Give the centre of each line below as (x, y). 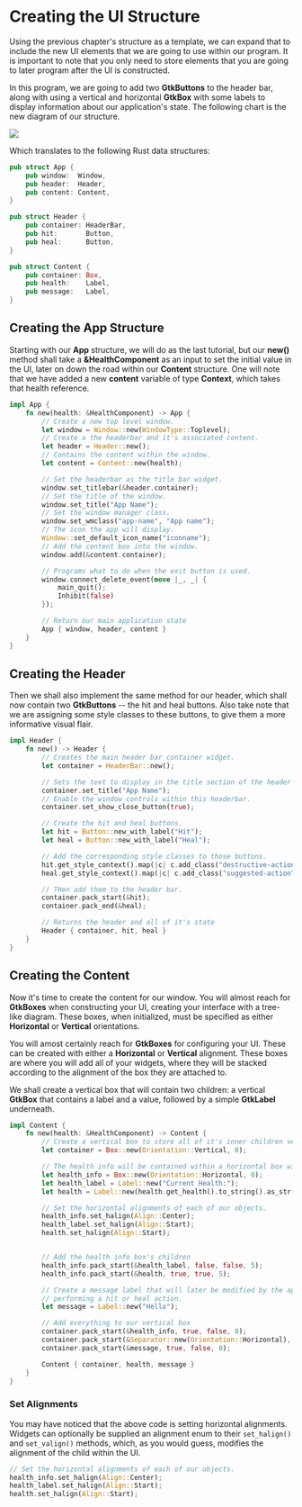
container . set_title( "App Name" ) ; (106, 790)
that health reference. (49, 388)
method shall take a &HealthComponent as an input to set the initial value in (151, 359)
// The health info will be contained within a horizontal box (162, 1167)
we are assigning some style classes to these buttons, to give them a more (147, 715)
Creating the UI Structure (105, 17)
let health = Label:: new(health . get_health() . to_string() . (155, 1191)
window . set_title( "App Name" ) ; (100, 505)
